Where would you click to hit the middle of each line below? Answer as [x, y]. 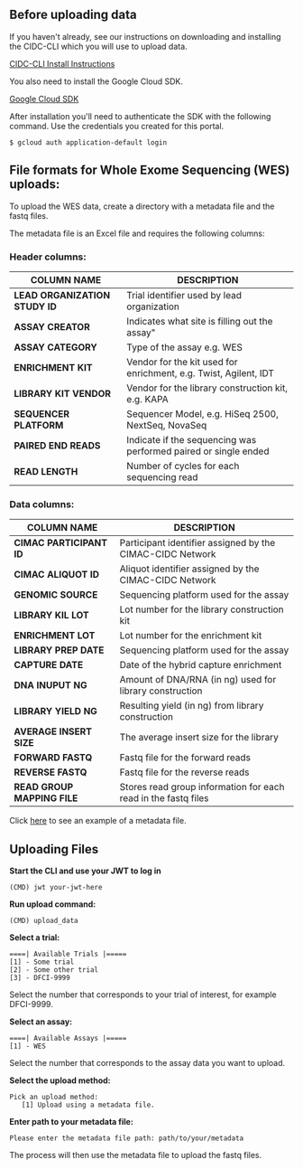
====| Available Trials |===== [68, 954]
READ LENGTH [46, 471]
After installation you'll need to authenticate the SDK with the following [140, 116]
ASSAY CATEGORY [55, 347]
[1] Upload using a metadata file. [88, 1105]
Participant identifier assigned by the [197, 543]
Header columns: [48, 257]
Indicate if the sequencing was [191, 439]
